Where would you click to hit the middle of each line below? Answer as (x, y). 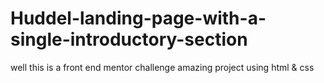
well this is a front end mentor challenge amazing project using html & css (162, 67)
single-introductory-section (129, 39)
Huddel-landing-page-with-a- (138, 18)
